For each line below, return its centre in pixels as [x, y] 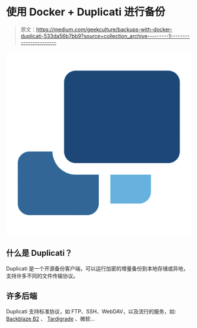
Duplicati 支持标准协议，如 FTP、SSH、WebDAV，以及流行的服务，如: [91, 311]
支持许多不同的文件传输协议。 [42, 276]
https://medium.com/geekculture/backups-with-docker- [104, 29]
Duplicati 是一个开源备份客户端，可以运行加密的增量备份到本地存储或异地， [97, 268]
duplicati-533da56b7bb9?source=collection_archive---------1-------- [105, 36]
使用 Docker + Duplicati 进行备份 [86, 12]
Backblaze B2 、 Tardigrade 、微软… [51, 319]
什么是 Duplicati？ [39, 253]
